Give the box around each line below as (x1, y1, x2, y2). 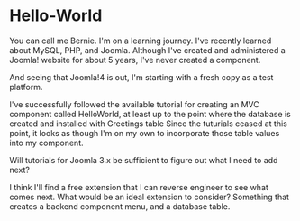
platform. (9, 81, 43, 92)
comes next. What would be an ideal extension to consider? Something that (9, 191, 290, 202)
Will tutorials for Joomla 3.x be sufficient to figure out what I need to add (9, 154, 278, 165)
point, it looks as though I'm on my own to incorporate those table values (9, 127, 280, 138)
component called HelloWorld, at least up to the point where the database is (9, 108, 291, 119)
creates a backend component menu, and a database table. (9, 200, 231, 212)
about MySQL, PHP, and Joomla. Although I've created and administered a (9, 44, 286, 55)
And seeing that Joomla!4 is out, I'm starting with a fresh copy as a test (9, 71, 274, 82)
